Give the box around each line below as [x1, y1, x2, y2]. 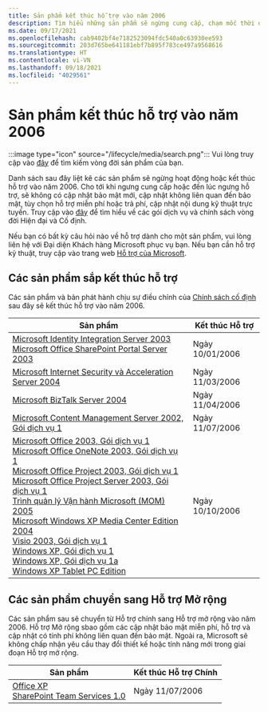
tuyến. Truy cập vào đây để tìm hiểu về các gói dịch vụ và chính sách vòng [8, 207, 254, 217]
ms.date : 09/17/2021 [8, 26, 77, 34]
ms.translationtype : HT [8, 49, 88, 57]
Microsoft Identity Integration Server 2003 [12, 334, 171, 345]
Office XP [12, 681, 49, 692]
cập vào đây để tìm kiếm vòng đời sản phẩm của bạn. [8, 158, 184, 167]
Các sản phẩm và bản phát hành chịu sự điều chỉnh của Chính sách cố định [8, 293, 257, 302]
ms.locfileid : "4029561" [8, 71, 91, 79]
